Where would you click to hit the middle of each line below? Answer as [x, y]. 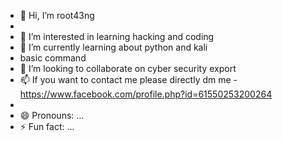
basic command [53, 58]
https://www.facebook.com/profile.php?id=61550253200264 [146, 94]
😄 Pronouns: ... [52, 115]
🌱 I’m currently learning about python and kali [113, 47]
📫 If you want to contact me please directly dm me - [128, 79]
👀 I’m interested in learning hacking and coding [117, 36]
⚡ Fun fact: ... [47, 126]
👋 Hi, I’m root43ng [57, 15]
